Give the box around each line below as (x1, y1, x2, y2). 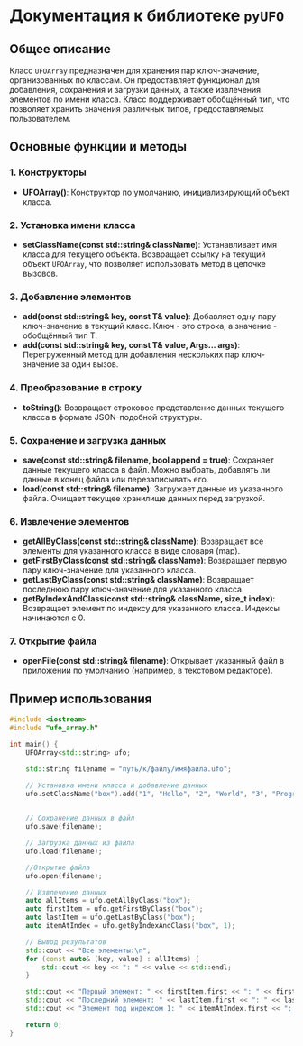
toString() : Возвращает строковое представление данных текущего (22, 402, 285, 413)
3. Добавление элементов (9, 290, 132, 303)
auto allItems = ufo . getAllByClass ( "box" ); (25, 896, 192, 905)
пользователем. (9, 114, 72, 124)
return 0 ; (25, 1020, 63, 1029)
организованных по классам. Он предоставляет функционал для (9, 75, 260, 86)
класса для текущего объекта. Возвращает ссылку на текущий (22, 249, 266, 260)
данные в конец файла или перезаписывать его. (22, 473, 209, 484)
